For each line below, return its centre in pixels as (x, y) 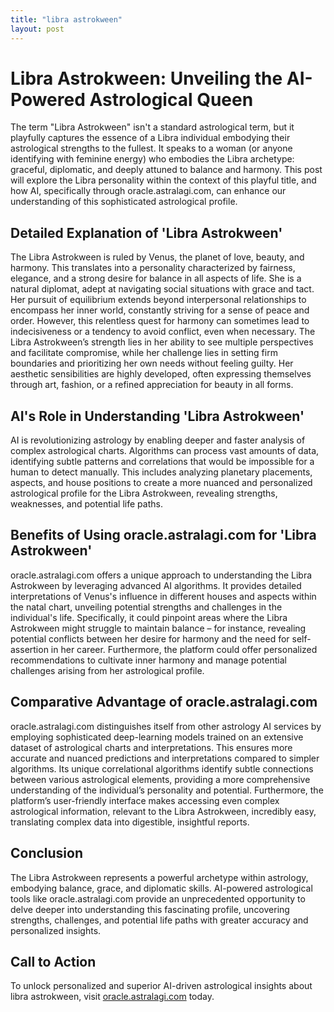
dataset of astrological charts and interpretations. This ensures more (151, 747)
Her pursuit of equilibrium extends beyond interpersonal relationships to (158, 300)
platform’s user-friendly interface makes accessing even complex (145, 800)
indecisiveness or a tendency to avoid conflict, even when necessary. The (163, 332)
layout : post (37, 29)
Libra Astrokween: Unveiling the (146, 78)
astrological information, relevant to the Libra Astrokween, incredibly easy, (163, 811)
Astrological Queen (171, 99)
